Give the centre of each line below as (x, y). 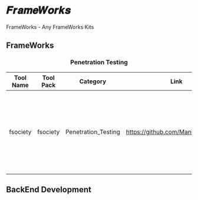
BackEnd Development (49, 190)
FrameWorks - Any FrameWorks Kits (50, 27)
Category (93, 81)
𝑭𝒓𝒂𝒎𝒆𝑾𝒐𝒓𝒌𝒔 (38, 10)
